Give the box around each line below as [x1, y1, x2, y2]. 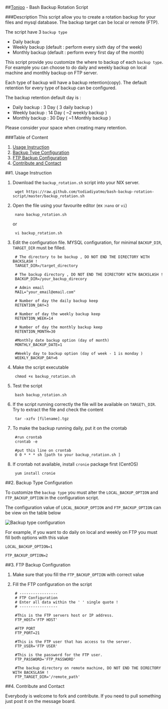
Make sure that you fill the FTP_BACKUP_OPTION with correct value [12, 572, 144, 578]
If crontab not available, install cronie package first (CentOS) [12, 461, 138, 467]
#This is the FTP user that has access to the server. [15, 639, 132, 644]
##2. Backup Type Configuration [5, 480, 73, 486]
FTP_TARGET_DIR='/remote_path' [15, 674, 80, 679]
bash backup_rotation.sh [15, 392, 67, 397]
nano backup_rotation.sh [15, 212, 67, 217]
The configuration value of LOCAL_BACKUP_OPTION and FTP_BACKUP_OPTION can [5, 504, 161, 510]
